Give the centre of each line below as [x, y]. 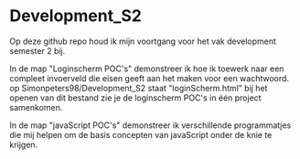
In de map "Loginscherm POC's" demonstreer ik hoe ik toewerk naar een [147, 69]
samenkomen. [36, 107]
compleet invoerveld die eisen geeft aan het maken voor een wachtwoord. [150, 78]
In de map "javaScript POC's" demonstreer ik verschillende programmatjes [150, 125]
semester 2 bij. [37, 50]
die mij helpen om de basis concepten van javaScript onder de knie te [141, 134]
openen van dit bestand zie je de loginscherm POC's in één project [136, 98]
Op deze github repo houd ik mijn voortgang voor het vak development [143, 41]
